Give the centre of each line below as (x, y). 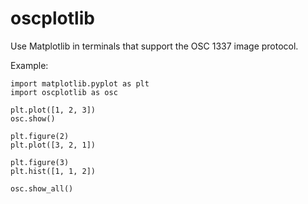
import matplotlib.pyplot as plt (80, 83)
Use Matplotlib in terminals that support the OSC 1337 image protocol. (154, 46)
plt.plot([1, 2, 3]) (53, 110)
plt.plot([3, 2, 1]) (53, 145)
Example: (29, 65)
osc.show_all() (42, 188)
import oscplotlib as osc (64, 92)
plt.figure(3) (40, 162)
